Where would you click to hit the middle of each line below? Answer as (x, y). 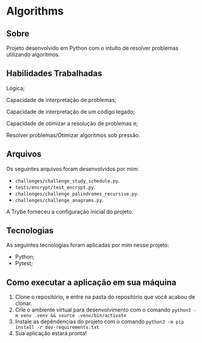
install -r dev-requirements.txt (57, 328)
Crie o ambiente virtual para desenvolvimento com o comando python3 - (106, 310)
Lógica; (16, 88)
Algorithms (35, 11)
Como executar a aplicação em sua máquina (91, 282)
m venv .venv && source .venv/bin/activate (71, 316)
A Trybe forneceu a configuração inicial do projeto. (70, 211)
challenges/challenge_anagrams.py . (59, 200)
